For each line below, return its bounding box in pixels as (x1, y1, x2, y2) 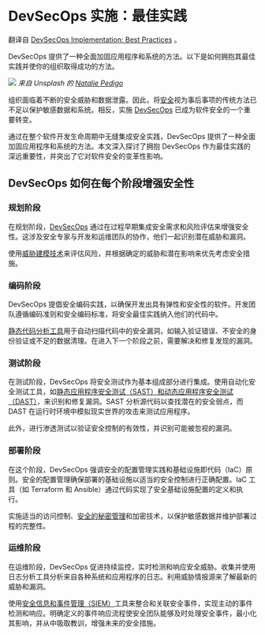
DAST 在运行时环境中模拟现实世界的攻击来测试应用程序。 (8, 407, 195, 416)
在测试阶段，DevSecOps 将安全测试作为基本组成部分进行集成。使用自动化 (8, 377, 249, 387)
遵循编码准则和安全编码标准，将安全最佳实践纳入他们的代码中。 (14, 309, 222, 318)
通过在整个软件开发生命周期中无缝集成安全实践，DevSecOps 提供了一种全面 (8, 131, 256, 141)
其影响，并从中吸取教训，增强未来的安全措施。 (8, 618, 160, 628)
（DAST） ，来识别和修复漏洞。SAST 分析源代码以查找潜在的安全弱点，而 (8, 396, 244, 407)
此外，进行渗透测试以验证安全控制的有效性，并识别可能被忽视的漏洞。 (8, 423, 237, 433)
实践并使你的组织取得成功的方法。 (8, 61, 119, 71)
